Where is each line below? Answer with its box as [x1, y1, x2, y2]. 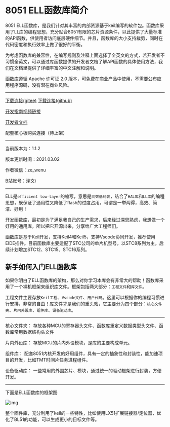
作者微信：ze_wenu [5, 167, 46, 173]
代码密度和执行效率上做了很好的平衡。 [5, 41, 85, 47]
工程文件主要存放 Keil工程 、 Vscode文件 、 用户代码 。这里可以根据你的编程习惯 [5, 294, 160, 300]
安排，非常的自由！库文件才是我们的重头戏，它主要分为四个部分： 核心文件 [9, 300, 162, 307]
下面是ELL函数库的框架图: [5, 389, 59, 396]
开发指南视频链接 [5, 108, 41, 114]
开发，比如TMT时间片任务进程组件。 [14, 357, 91, 363]
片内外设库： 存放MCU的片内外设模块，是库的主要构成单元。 [5, 339, 133, 345]
